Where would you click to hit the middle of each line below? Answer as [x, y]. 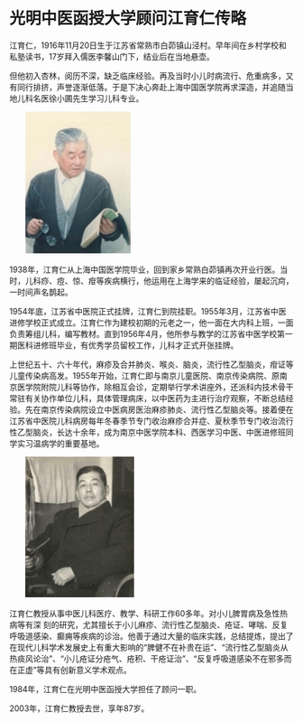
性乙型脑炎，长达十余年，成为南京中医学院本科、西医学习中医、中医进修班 [147, 432]
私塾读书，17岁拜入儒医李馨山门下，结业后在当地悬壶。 [112, 56]
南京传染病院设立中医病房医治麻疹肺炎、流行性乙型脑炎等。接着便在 [167, 409]
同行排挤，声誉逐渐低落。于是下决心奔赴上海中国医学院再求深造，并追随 [151, 87]
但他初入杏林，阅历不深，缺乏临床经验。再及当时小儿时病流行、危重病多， [147, 75]
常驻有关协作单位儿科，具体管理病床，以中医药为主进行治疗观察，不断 [140, 398]
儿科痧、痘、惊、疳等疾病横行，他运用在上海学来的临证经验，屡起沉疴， [159, 280]
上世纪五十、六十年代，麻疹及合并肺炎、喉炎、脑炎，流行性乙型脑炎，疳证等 [151, 364]
